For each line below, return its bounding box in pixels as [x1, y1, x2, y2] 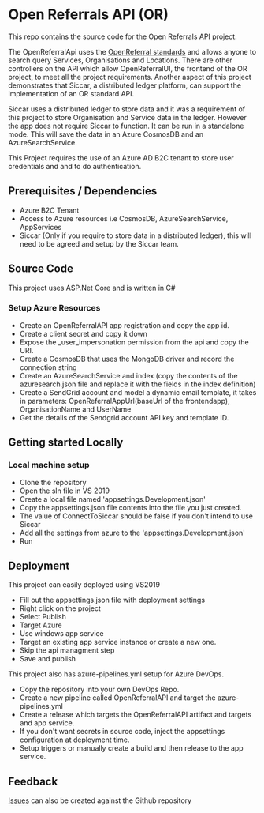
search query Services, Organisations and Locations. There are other [8, 55, 232, 65]
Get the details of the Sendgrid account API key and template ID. [19, 412, 229, 422]
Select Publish [19, 612, 67, 622]
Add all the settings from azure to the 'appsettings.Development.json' [19, 528, 246, 537]
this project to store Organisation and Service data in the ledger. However [8, 112, 247, 122]
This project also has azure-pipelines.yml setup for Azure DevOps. [8, 669, 225, 679]
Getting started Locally [8, 436, 124, 450]
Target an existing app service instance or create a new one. [19, 638, 217, 647]
